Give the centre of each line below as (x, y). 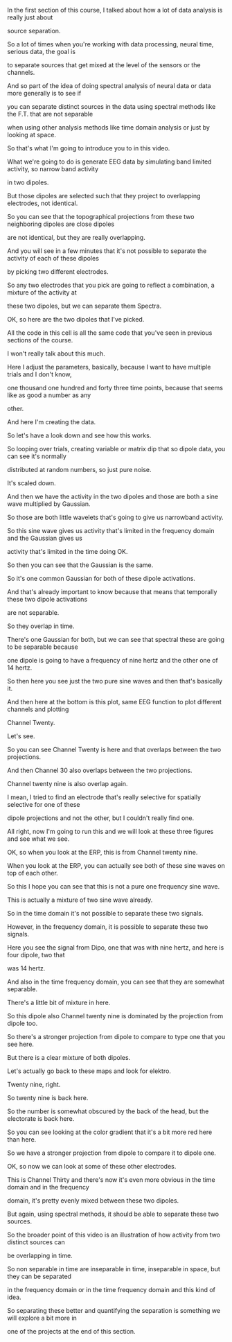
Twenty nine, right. (34, 1084)
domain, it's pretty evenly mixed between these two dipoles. (93, 1201)
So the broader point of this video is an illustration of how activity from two (114, 1235)
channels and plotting (38, 709)
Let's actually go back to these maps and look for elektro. (89, 1071)
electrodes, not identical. (43, 203)
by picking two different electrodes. (58, 272)
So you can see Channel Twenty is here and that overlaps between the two (114, 749)
